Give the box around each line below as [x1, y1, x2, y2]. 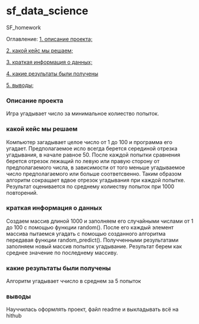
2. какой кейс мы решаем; [6, 46, 73, 54]
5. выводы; [6, 82, 34, 89]
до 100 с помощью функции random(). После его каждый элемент [6, 223, 174, 230]
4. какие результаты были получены [6, 70, 99, 77]
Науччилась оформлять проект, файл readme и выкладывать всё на [6, 306, 179, 313]
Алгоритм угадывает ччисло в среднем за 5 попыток [6, 278, 141, 285]
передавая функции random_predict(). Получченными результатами [6, 236, 179, 244]
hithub [6, 312, 22, 319]
